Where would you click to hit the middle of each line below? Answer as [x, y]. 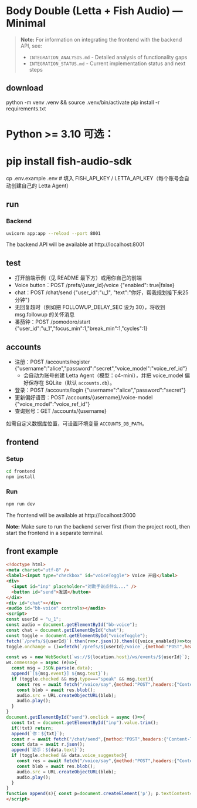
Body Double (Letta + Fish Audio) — [94, 11]
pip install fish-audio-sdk [69, 161]
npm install [21, 477]
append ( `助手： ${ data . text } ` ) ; [48, 750]
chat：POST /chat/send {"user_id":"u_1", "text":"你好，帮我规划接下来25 [101, 292]
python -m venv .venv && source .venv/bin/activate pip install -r [83, 102]
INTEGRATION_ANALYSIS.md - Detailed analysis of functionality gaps [108, 57]
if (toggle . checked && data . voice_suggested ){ [69, 756]
